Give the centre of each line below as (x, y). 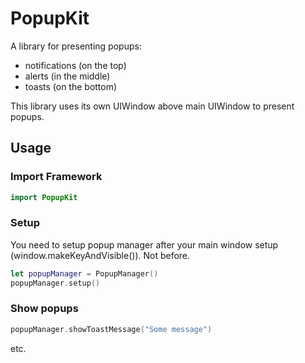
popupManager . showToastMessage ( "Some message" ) (111, 329)
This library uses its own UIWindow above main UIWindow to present (152, 106)
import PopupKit (44, 197)
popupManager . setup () (55, 283)
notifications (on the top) (75, 65)
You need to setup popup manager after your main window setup (144, 244)
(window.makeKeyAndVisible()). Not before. (100, 255)
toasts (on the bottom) (71, 86)
